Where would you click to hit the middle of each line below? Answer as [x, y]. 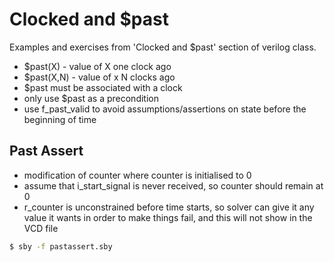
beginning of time [60, 119]
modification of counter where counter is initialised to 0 [137, 175]
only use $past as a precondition [91, 98]
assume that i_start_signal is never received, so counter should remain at [173, 185]
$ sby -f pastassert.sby [61, 246]
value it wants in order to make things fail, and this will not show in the [168, 217]
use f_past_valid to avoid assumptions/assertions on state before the [165, 109]
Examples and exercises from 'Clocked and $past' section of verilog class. [163, 47]
